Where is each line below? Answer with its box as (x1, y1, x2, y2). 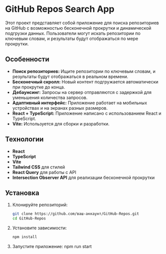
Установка (5, 189, 40, 197)
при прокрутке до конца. (12, 84, 65, 90)
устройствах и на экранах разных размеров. (12, 105, 108, 111)
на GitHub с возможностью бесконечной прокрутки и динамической (5, 25, 152, 31)
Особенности (5, 55, 50, 64)
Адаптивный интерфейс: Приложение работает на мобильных (12, 100, 147, 106)
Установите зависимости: (12, 225, 67, 231)
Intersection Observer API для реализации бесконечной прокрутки (12, 174, 155, 180)
